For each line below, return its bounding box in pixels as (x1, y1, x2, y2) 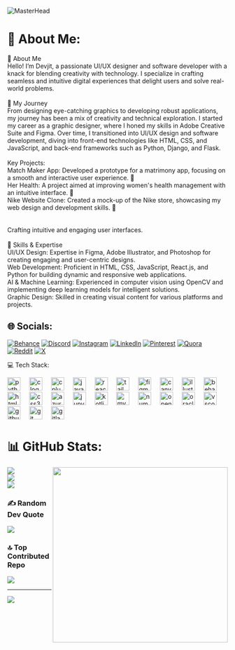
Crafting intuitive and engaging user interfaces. (7, 225, 143, 234)
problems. (24, 84, 55, 93)
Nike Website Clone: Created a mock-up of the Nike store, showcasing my (7, 196, 222, 204)
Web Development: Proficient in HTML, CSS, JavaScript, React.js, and (7, 263, 208, 271)
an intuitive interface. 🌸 (7, 188, 74, 196)
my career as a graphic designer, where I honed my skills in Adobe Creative (7, 121, 225, 130)
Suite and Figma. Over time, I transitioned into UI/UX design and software (7, 128, 219, 137)
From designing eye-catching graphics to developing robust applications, (7, 106, 218, 115)
